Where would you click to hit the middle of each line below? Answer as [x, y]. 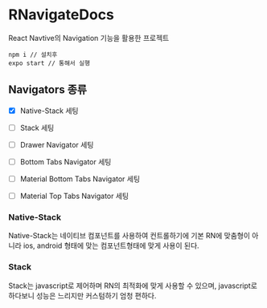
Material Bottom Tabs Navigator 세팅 [80, 179]
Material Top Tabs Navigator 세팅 [74, 196]
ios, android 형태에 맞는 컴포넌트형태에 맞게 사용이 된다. [111, 245]
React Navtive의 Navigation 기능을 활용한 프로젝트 [89, 38]
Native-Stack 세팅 [49, 111]
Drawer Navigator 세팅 [57, 144]
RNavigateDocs [62, 15]
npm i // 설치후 [33, 55]
